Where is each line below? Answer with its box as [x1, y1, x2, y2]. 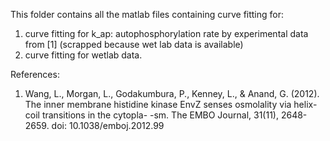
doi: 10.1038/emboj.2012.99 [51, 120, 165, 131]
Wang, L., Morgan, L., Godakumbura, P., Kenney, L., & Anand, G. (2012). [24, 88, 320, 99]
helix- [293, 99, 318, 110]
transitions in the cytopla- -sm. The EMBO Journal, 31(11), [41, 109, 279, 121]
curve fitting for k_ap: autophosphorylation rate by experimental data [24, 28, 309, 39]
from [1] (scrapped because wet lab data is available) [24, 39, 244, 50]
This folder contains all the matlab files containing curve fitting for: [10, 9, 285, 20]
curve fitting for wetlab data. [24, 49, 143, 61]
